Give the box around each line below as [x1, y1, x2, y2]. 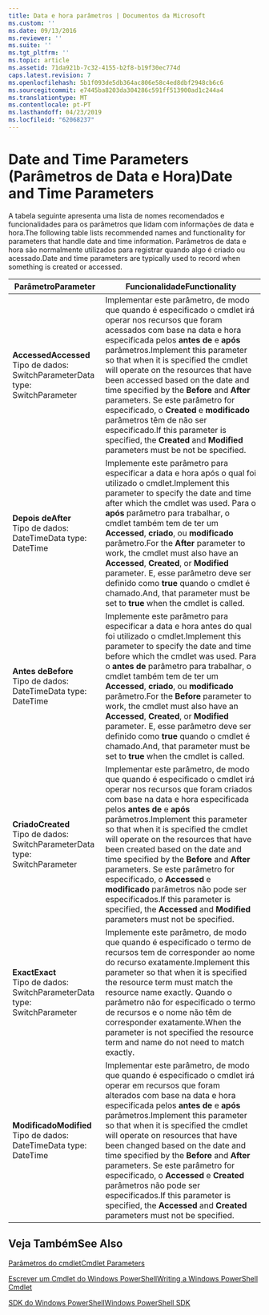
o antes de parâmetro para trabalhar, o [105, 660, 252, 672]
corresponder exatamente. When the [105, 1016, 242, 1028]
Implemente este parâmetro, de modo [105, 926, 247, 937]
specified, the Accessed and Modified [105, 904, 251, 915]
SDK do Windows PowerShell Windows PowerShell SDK [8, 1297, 191, 1307]
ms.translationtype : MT [8, 94, 88, 102]
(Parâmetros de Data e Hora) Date [8, 167, 233, 186]
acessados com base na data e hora [105, 324, 242, 335]
